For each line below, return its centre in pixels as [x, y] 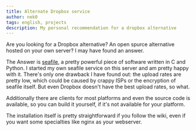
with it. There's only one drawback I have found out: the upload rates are [94, 74]
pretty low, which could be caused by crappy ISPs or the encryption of [91, 81]
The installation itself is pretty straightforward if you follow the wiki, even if [96, 116]
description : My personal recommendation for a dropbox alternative [91, 28]
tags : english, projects [36, 22]
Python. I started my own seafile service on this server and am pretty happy [97, 68]
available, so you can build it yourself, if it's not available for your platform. [96, 104]
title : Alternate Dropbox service [48, 11]
